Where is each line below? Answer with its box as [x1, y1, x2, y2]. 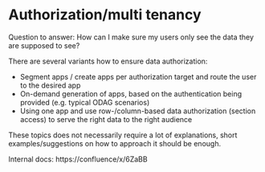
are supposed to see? [8, 40, 80, 50]
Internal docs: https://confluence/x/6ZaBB [8, 154, 148, 164]
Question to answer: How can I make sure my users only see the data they [8, 32, 255, 42]
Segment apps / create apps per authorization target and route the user [19, 72, 257, 81]
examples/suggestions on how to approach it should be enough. [8, 138, 222, 148]
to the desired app [19, 80, 81, 90]
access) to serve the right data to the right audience [19, 114, 193, 124]
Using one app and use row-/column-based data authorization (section [19, 106, 256, 116]
